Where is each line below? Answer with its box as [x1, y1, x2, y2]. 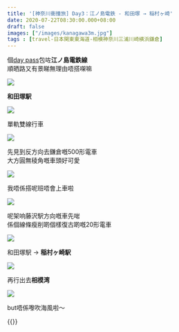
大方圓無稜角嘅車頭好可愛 [7, 157, 80, 165]
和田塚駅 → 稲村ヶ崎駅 [7, 248, 71, 256]
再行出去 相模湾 [7, 276, 50, 284]
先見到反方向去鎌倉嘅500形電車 [7, 148, 97, 156]
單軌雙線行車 [7, 120, 44, 128]
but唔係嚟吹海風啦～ [7, 304, 66, 312]
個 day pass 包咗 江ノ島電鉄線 [7, 56, 88, 64]
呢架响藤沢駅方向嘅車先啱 [7, 212, 80, 220]
